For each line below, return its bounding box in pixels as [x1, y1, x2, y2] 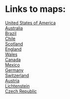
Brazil [5, 30, 17, 36]
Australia [5, 25, 23, 31]
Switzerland [5, 72, 29, 78]
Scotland [5, 41, 23, 47]
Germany [5, 67, 24, 73]
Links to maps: [5, 3, 66, 15]
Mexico [5, 62, 20, 68]
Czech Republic [5, 88, 37, 94]
